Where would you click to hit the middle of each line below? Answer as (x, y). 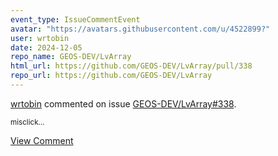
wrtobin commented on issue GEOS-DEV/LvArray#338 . (123, 103)
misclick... (27, 122)
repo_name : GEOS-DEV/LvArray (71, 57)
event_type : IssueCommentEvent (75, 19)
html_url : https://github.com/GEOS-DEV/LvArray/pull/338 (131, 66)
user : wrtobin (40, 38)
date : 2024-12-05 (46, 47)
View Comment (42, 140)
